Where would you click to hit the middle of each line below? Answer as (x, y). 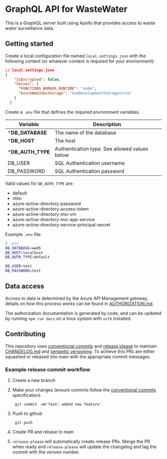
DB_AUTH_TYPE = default (28, 257)
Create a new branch (34, 380)
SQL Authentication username (90, 163)
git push (24, 422)
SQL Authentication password (89, 171)
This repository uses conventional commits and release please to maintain (81, 346)
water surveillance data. (30, 28)
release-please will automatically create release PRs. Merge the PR (81, 441)
